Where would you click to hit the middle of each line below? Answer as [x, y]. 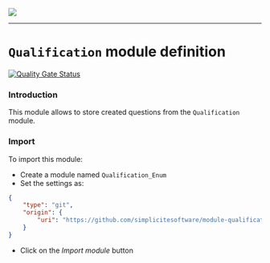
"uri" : [48, 221]
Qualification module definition [117, 52]
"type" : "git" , [48, 205]
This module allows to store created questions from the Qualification [124, 112]
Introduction [33, 95]
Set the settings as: [52, 183]
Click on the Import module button [77, 250]
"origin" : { [43, 212]
